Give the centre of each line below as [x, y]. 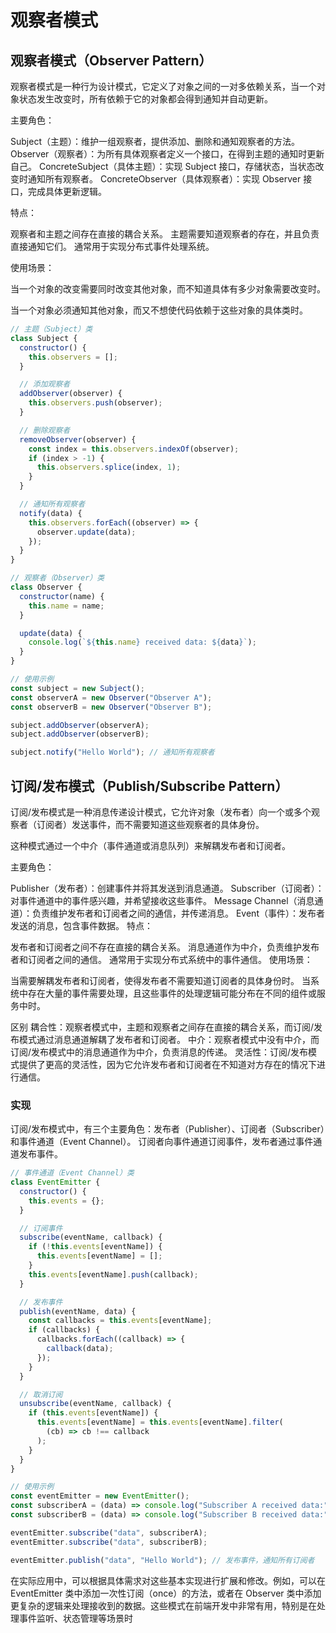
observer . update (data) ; [86, 532]
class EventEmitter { [55, 1182]
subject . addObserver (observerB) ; [80, 734]
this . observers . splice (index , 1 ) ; [109, 467]
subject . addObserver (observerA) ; [80, 725]
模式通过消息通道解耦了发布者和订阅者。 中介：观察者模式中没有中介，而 [169, 1039]
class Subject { [44, 338]
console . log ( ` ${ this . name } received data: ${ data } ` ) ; [142, 642]
